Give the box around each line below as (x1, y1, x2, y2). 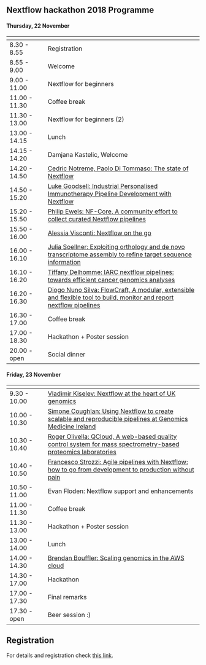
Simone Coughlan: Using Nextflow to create (47, 407, 174, 415)
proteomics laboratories (47, 447, 116, 456)
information (47, 258, 81, 266)
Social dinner (47, 350, 86, 358)
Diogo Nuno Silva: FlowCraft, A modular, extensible (47, 285, 195, 294)
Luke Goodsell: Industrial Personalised (47, 181, 158, 190)
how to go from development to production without (47, 465, 194, 474)
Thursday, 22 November (6, 22, 70, 30)
